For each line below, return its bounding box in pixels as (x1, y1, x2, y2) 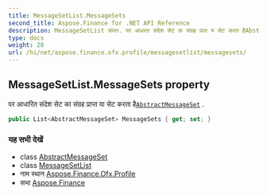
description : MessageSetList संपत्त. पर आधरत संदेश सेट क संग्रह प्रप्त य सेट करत (8, 26, 240, 34)
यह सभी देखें (8, 134, 44, 145)
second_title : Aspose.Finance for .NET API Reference (8, 19, 191, 27)
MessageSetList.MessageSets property (8, 78, 211, 92)
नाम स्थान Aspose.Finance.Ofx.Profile (19, 169, 136, 178)
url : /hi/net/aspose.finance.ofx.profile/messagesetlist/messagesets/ (8, 49, 247, 57)
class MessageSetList (19, 160, 91, 170)
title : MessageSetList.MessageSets (8, 11, 126, 20)
